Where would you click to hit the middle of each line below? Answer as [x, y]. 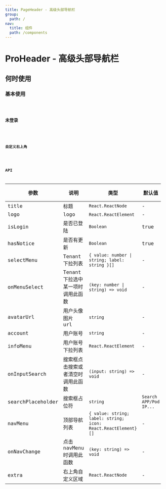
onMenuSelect [25, 287]
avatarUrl [21, 317]
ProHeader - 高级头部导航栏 [62, 59]
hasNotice [21, 243]
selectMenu [23, 260]
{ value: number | [110, 255]
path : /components [29, 33]
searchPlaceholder [33, 402]
